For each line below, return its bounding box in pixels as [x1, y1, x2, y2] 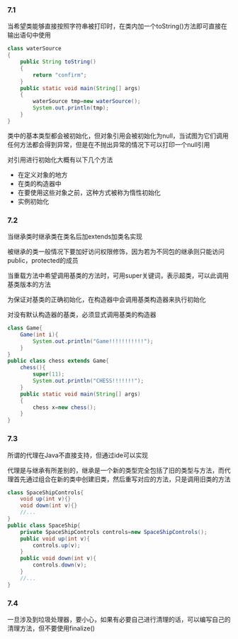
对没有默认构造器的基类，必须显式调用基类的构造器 [7, 310, 157, 319]
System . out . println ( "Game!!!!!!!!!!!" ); [33, 337, 154, 345]
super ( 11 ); [33, 371, 65, 378]
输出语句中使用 [7, 31, 51, 40]
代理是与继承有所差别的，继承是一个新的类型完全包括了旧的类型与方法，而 [7, 466, 225, 474]
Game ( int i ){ [20, 331, 59, 338]
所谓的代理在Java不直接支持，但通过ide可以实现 [7, 451, 149, 459]
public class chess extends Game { [7, 357, 110, 365]
